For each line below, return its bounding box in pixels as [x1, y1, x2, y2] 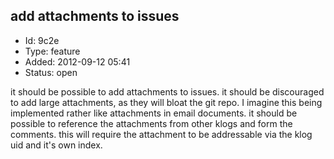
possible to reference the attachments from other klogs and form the [10, 117, 293, 129]
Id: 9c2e [24, 34, 60, 46]
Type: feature [24, 45, 81, 57]
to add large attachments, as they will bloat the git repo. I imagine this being [10, 96, 323, 108]
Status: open [24, 66, 78, 78]
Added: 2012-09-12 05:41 [24, 55, 131, 68]
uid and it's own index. [10, 139, 103, 151]
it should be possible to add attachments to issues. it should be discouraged [10, 85, 325, 98]
